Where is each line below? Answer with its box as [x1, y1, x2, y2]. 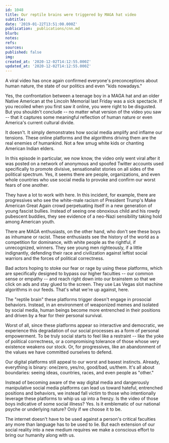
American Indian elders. [5, 145, 55, 152]
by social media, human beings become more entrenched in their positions [5, 307, 160, 313]
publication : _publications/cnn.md [5, 26, 80, 31]
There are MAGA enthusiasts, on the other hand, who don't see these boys [5, 228, 160, 235]
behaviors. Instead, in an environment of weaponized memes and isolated [5, 302, 159, 308]
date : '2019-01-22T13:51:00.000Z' [5, 21, 78, 27]
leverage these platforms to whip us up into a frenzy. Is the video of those [5, 396, 159, 402]
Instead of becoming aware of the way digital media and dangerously [5, 379, 149, 385]
